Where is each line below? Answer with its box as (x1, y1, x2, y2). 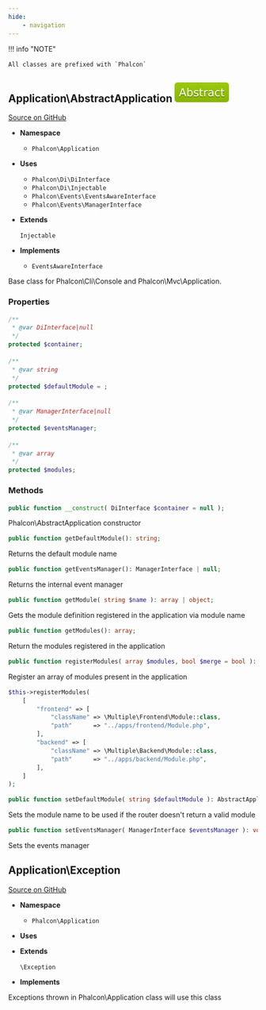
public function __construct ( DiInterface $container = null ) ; (8, 504, 225, 512)
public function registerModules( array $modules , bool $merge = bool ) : (8, 657, 257, 665)
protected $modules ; (8, 466, 77, 474)
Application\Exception (8, 864, 121, 877)
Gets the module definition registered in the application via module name (8, 611, 245, 620)
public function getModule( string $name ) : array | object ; (8, 596, 215, 604)
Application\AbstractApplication (8, 91, 173, 105)
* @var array (11, 449, 55, 457)
